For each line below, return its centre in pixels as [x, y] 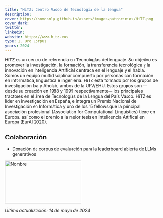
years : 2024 [17, 46]
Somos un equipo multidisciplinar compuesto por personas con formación [79, 75]
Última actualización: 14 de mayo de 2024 [47, 211]
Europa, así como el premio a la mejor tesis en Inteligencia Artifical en [75, 117]
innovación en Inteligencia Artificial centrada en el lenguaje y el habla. [75, 70]
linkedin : [15, 32]
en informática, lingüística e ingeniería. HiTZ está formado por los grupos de [81, 80]
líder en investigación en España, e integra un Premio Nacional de [71, 101]
